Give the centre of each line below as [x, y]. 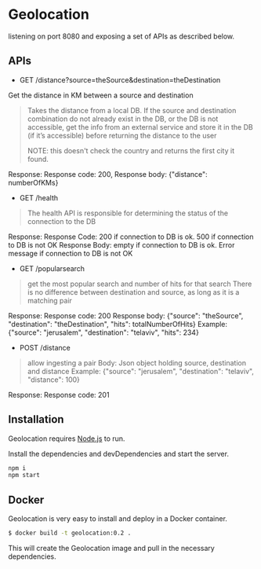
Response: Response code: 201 [59, 395]
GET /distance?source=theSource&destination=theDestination [120, 79]
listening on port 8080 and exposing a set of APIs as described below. [121, 36]
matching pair [50, 300]
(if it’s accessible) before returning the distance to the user [122, 135]
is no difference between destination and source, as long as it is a [133, 292]
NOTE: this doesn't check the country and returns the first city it [131, 150]
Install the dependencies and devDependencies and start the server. [119, 453]
